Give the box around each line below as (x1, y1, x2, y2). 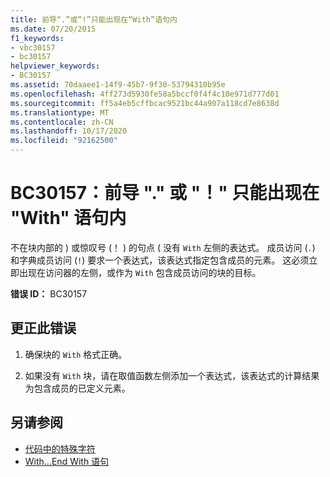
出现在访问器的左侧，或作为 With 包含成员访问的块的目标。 (18, 266, 262, 278)
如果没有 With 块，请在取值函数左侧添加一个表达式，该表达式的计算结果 (24, 369, 320, 381)
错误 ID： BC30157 (10, 287, 88, 300)
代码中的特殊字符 (24, 442, 96, 455)
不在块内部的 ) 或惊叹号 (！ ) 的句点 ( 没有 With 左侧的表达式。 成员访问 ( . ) (10, 241, 316, 253)
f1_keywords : (10, 33, 65, 43)
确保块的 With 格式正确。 (24, 348, 128, 360)
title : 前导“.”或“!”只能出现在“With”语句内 (10, 14, 178, 25)
